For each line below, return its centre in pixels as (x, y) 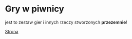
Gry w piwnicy (35, 9)
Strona (12, 31)
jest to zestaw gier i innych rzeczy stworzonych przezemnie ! (66, 22)
